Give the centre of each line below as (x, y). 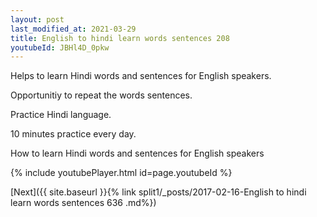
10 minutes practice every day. (73, 134)
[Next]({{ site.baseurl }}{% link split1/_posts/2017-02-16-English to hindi (158, 192)
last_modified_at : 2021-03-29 (73, 29)
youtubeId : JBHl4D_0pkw (60, 47)
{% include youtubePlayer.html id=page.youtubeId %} (121, 173)
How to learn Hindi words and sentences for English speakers (137, 153)
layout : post (37, 19)
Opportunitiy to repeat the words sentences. (101, 95)
